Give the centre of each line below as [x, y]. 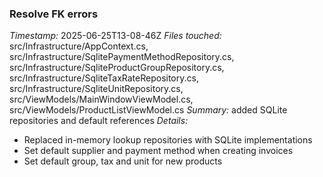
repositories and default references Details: [99, 121]
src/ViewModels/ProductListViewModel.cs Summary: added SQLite [148, 110]
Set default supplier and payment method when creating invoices [158, 151]
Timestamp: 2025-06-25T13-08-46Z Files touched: [115, 36]
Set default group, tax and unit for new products [123, 161]
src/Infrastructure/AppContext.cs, [79, 46]
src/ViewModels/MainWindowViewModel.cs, [101, 99]
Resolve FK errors [54, 14]
